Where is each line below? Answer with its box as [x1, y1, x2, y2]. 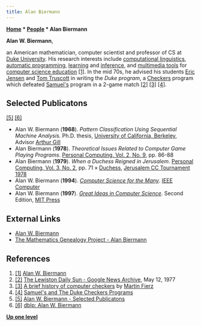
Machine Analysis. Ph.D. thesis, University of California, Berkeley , [14, 132, 177, 139]
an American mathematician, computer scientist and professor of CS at [6, 49, 182, 56]
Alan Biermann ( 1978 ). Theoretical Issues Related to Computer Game [14, 145, 186, 152]
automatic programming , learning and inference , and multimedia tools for [6, 61, 187, 69]
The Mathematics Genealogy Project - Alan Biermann [14, 236, 147, 243]
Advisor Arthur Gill [14, 139, 61, 146]
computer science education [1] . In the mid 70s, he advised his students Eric [6, 67, 195, 75]
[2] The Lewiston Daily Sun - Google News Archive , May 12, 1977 [14, 276, 176, 283]
